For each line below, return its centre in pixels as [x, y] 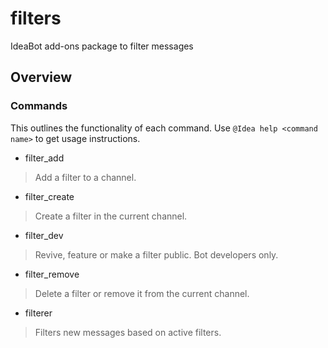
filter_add [44, 158]
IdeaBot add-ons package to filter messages [102, 46]
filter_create [49, 196]
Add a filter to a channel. [85, 177]
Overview [41, 77]
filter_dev [44, 235]
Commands [39, 106]
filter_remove [52, 274]
